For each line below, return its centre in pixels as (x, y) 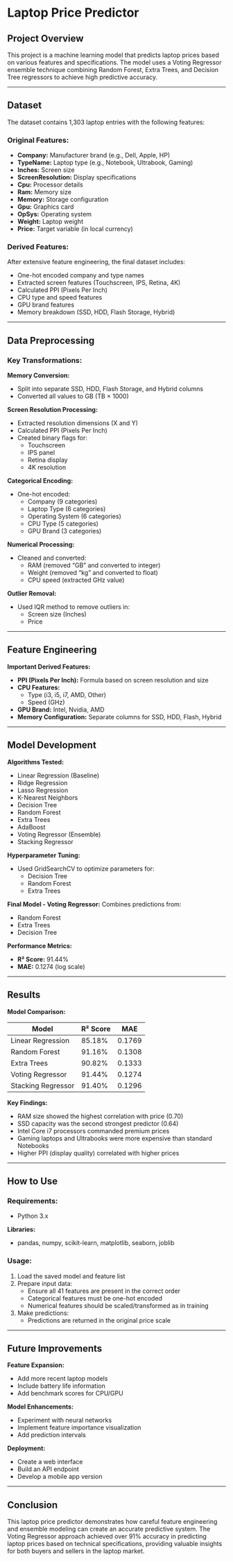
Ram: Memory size (44, 192)
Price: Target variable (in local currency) (75, 229)
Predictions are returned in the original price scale (99, 1320)
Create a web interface (50, 1462)
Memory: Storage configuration (63, 200)
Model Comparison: (36, 1011)
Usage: (20, 1261)
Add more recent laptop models (62, 1379)
